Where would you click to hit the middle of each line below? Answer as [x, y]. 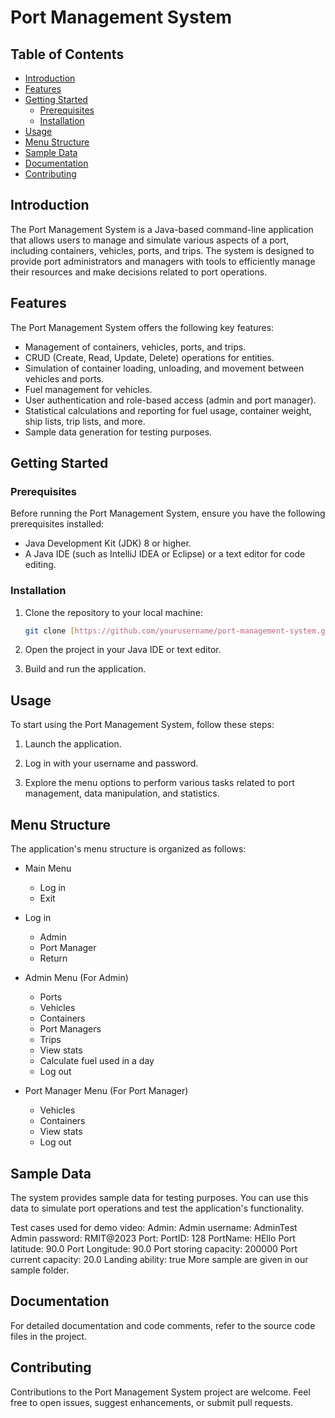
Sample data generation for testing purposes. [118, 432]
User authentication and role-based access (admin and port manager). [170, 400]
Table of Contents [67, 54]
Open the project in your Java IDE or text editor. [123, 650]
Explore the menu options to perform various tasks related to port [159, 783]
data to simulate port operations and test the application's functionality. [157, 1208]
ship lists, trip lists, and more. [85, 421]
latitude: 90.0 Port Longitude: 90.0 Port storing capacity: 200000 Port [154, 1248]
